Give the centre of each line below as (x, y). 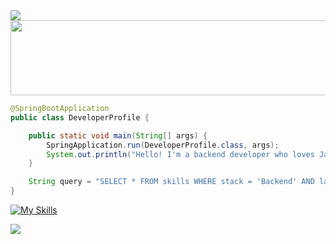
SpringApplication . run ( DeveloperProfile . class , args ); (163, 145)
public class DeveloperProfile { (80, 117)
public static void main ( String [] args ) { (118, 135)
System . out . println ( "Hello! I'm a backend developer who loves (180, 154)
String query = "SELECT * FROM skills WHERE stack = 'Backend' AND (171, 182)
